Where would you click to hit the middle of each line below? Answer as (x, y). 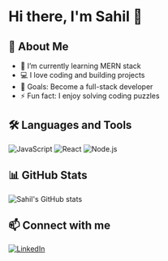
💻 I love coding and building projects (82, 75)
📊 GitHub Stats (48, 175)
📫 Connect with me (60, 226)
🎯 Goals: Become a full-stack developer (86, 87)
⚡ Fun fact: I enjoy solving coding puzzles (90, 96)
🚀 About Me (39, 47)
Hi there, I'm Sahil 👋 (75, 17)
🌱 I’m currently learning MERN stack (80, 66)
